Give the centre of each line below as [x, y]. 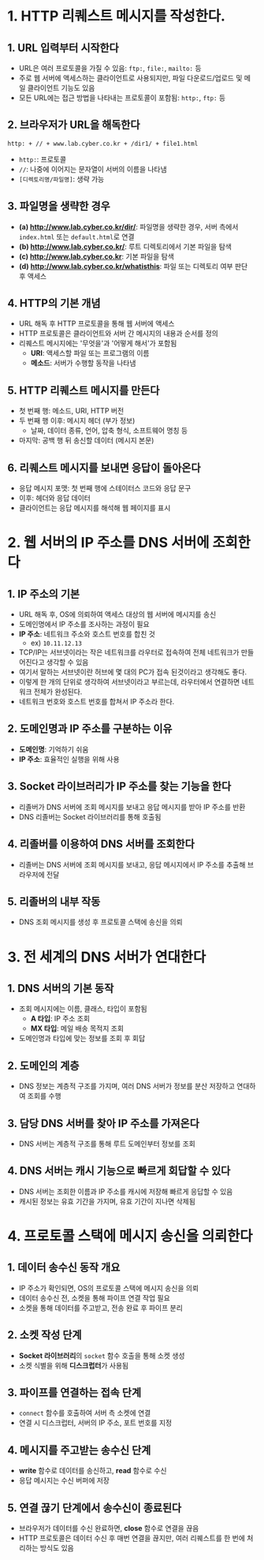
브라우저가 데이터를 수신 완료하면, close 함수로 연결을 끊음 [109, 1528]
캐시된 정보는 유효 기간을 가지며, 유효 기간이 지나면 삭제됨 [107, 1201]
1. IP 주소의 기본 [44, 593]
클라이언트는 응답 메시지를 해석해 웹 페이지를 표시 [95, 508]
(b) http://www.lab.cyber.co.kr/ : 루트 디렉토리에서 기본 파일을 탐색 [125, 246]
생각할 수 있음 [67, 662]
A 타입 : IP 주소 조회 [60, 1019]
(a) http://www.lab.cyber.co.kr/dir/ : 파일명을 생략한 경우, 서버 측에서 [128, 226]
